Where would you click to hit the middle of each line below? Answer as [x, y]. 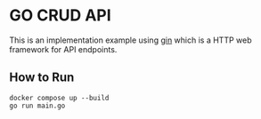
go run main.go [37, 106]
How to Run [42, 78]
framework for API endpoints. [63, 49]
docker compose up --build [59, 98]
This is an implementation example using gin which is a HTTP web [130, 40]
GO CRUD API [60, 16]
